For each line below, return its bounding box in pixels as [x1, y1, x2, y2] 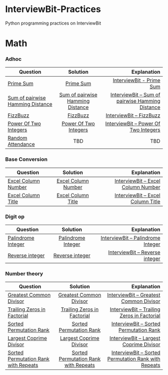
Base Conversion [5, 156, 47, 163]
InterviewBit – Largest [109, 335, 160, 342]
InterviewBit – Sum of [110, 91, 160, 98]
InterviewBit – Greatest [107, 292, 160, 299]
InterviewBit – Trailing [109, 306, 160, 313]
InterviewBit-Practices [5, 4, 101, 15]
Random [7, 134, 27, 141]
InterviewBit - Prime [112, 77, 160, 84]
